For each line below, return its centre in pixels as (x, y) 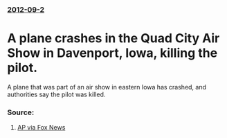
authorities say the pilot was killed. (56, 94)
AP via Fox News (41, 128)
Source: (21, 112)
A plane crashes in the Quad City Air (113, 38)
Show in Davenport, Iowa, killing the (112, 53)
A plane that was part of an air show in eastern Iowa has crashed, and (107, 87)
